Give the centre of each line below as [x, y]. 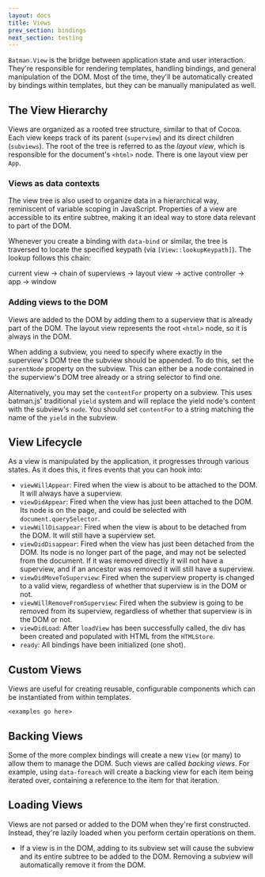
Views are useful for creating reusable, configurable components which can [132, 689]
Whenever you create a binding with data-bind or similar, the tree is [118, 241]
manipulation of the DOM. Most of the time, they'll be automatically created [131, 77]
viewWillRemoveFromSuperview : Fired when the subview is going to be [131, 603]
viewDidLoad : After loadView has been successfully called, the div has [132, 628]
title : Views [30, 23]
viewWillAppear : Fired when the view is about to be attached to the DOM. [138, 485]
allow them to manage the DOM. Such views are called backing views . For [129, 764]
